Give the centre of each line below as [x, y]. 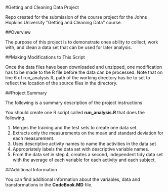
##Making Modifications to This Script [45, 57]
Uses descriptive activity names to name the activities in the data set [84, 144]
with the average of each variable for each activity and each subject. [84, 160]
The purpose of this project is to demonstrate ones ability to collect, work [82, 42]
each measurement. [33, 138]
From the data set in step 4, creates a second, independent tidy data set [88, 154]
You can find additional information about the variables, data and [73, 179]
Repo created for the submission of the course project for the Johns [76, 17]
